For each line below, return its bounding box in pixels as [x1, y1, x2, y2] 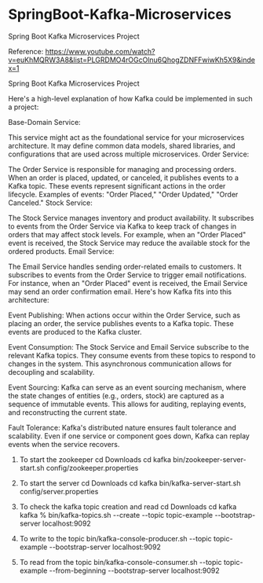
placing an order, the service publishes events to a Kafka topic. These [8, 318, 234, 328]
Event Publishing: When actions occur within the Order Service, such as [8, 310, 241, 320]
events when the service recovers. [8, 439, 120, 449]
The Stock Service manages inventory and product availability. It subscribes [8, 213, 254, 222]
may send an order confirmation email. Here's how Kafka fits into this [8, 287, 232, 296]
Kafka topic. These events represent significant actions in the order [8, 181, 226, 190]
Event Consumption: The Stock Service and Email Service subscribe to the [8, 342, 250, 351]
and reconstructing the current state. [8, 407, 128, 417]
